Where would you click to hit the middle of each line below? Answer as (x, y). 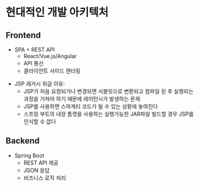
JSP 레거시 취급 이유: (39, 84)
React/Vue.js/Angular (50, 56)
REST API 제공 (41, 162)
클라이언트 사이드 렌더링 (52, 71)
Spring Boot (29, 156)
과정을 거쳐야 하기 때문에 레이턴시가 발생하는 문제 (82, 99)
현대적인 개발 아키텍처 (57, 12)
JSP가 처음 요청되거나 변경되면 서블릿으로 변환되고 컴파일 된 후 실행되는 (108, 91)
